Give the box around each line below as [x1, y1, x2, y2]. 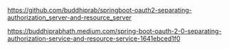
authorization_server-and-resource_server [7, 13, 132, 22]
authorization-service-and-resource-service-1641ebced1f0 [7, 34, 181, 43]
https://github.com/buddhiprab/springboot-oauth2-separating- [7, 6, 192, 14]
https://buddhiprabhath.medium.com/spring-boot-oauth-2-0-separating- [7, 27, 222, 35]
